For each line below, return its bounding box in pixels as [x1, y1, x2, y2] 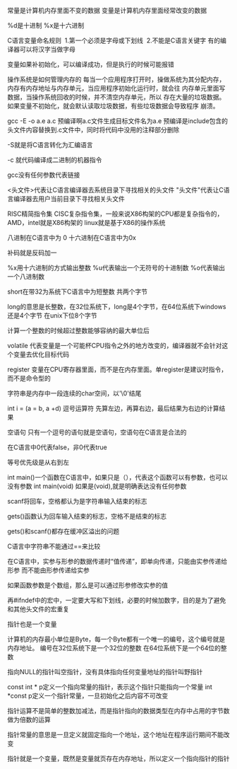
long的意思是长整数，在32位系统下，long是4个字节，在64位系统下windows [7, 303, 226, 311]
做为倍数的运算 [7, 715, 51, 724]
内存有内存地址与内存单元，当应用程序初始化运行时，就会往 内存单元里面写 [7, 84, 226, 92]
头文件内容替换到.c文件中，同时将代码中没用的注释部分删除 [7, 126, 180, 134]
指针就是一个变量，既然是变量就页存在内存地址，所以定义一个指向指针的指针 [7, 754, 230, 763]
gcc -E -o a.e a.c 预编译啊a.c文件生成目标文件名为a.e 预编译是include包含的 [7, 117, 228, 125]
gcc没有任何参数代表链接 [7, 170, 80, 179]
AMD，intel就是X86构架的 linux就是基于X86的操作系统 [7, 219, 166, 226]
